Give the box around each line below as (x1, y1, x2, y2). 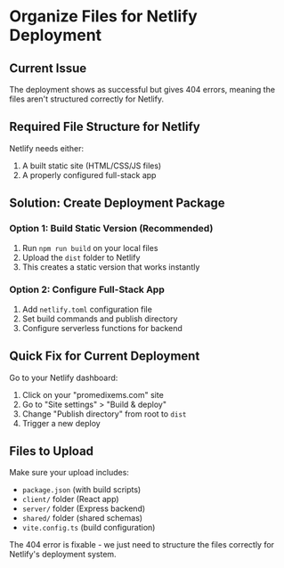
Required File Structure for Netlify (9, 119, 200, 134)
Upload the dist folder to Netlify (21, 252, 141, 263)
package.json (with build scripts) (21, 484, 142, 495)
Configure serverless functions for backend (21, 322, 183, 333)
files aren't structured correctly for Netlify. (9, 93, 165, 104)
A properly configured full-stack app (21, 169, 157, 180)
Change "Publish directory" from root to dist (21, 408, 187, 419)
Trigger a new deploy (21, 418, 101, 428)
